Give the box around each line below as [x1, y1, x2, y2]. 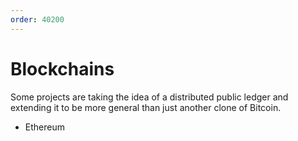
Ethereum [24, 121, 65, 133]
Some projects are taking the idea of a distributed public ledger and [10, 91, 289, 103]
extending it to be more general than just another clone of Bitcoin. [10, 101, 282, 113]
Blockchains [10, 57, 115, 80]
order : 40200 [10, 14, 65, 25]
